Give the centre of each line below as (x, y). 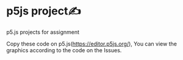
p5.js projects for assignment (43, 32)
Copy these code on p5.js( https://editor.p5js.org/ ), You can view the (91, 44)
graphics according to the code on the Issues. (64, 50)
